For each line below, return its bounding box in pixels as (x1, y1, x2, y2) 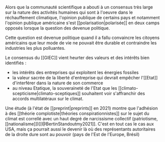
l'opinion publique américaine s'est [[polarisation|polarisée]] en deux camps (5, 20, 160, 26)
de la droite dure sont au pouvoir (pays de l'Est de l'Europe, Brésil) (5, 132, 140, 137)
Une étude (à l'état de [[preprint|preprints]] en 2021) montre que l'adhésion (5, 106, 158, 111)
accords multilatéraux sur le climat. (12, 96, 84, 102)
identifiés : (5, 60, 27, 66)
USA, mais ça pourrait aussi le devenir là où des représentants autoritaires (5, 126, 156, 132)
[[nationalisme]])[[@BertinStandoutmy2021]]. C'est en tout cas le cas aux (5, 121, 154, 127)
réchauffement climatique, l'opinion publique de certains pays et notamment (5, 15, 160, 20)
